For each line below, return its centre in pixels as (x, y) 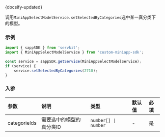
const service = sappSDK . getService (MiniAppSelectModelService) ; (73, 61)
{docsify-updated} (24, 7)
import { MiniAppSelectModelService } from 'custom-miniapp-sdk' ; (74, 53)
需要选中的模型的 (61, 119)
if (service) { (21, 66)
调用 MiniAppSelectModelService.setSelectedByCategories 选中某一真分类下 (81, 17)
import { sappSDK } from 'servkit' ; (42, 48)
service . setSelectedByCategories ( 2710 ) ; (56, 71)
